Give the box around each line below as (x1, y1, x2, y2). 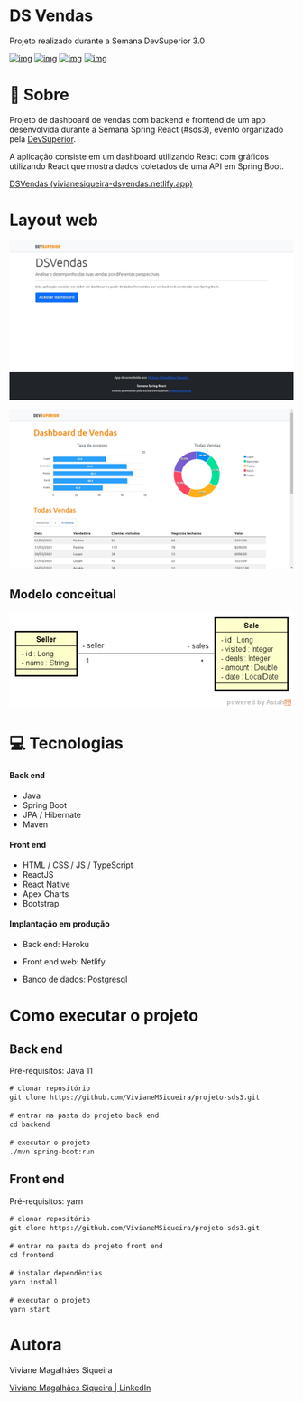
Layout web (9, 210, 99, 231)
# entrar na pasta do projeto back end (9, 1111, 160, 1120)
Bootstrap (22, 898, 60, 908)
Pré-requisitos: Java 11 (9, 1065, 93, 1076)
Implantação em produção (9, 918, 110, 929)
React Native (22, 879, 70, 889)
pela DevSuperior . (9, 133, 77, 145)
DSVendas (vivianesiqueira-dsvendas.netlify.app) (9, 178, 193, 189)
